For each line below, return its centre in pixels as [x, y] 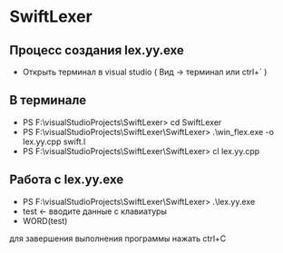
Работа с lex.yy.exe [67, 180]
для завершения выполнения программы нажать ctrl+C [118, 238]
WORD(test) [45, 220]
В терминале [48, 100]
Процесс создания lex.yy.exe [97, 50]
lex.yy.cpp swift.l [54, 141]
